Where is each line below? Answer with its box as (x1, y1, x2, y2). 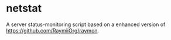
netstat (6, 2, 42, 15)
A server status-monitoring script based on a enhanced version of (6, 21, 166, 28)
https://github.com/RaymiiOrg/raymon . (6, 27, 100, 34)
